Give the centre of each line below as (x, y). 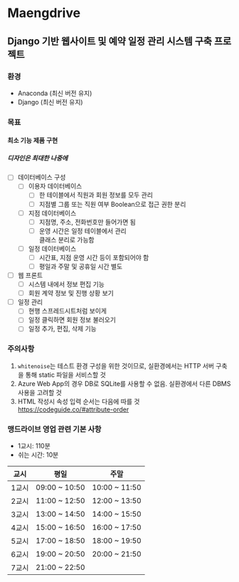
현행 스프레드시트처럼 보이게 (67, 311)
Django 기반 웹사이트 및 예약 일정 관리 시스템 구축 (110, 41)
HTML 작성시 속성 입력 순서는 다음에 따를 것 (79, 401)
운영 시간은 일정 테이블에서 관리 (83, 231)
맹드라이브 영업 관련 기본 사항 (54, 429)
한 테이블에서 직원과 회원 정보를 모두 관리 (96, 195)
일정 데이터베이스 (52, 248)
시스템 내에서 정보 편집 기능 (66, 284)
